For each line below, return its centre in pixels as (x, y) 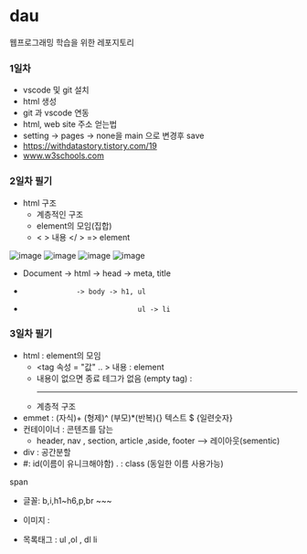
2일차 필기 (31, 181)
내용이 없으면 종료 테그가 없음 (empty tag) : (114, 378)
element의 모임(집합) (74, 226)
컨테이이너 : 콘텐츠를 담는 (68, 429)
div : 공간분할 (47, 452)
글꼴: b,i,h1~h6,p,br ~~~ (67, 500)
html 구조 (40, 203)
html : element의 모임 (62, 355)
